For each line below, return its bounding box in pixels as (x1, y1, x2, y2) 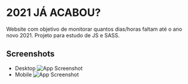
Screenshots (6, 49, 55, 59)
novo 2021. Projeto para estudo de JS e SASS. (6, 31, 120, 38)
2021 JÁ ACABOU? (6, 6, 101, 20)
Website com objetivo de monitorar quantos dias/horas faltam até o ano (6, 25, 183, 33)
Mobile (14, 71, 32, 78)
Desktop (14, 64, 36, 72)
